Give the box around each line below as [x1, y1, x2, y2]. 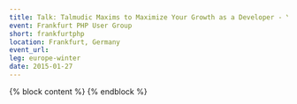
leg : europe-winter [9, 54, 81, 63]
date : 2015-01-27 [9, 63, 73, 71]
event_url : [9, 46, 49, 55]
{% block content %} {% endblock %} [9, 85, 148, 97]
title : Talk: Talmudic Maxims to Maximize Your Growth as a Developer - [9, 12, 283, 22]
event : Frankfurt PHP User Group [9, 21, 133, 30]
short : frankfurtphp [9, 29, 86, 38]
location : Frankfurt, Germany [9, 37, 121, 47]
